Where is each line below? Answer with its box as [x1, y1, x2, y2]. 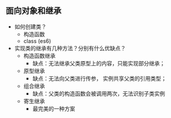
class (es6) [23, 37, 51, 44]
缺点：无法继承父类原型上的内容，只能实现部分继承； [32, 59, 166, 67]
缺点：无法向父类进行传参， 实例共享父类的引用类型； [32, 74, 167, 82]
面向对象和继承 [5, 5, 62, 16]
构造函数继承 [23, 52, 56, 59]
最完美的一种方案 [32, 105, 76, 112]
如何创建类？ [14, 23, 47, 30]
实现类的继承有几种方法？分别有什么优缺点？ [14, 44, 126, 51]
